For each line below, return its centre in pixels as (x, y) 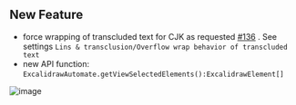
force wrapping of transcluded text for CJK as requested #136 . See (150, 36)
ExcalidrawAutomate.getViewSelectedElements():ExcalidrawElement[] (153, 74)
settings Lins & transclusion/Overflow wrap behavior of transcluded (155, 46)
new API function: (56, 63)
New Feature (46, 15)
